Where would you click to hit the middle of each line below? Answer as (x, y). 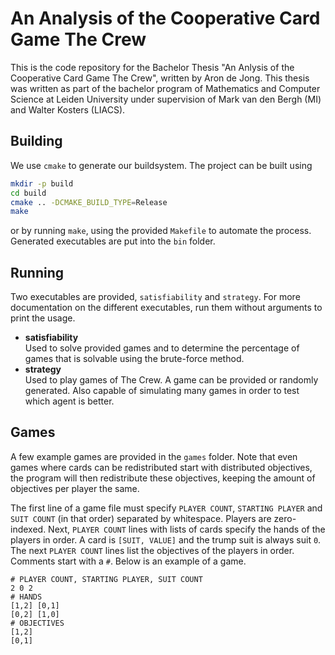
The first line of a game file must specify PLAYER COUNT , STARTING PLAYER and (166, 508)
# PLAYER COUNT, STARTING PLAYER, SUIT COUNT (106, 579)
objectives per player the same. (75, 488)
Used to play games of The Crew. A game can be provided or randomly (171, 380)
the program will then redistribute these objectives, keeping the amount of (163, 478)
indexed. (28, 529)
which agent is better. (69, 401)
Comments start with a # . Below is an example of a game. (128, 561)
